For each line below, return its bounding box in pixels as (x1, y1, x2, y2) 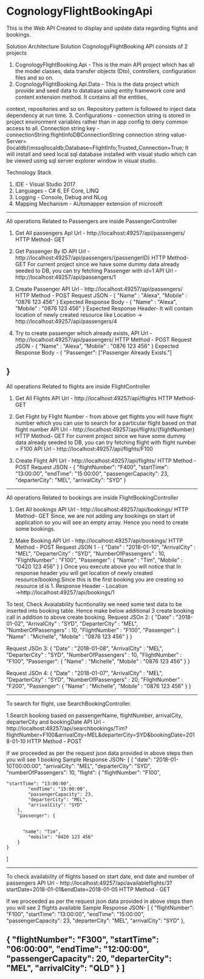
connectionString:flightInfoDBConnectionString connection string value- (6, 131, 187, 138)
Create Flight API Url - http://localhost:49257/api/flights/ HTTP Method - (15, 457, 197, 464)
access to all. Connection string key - (6, 124, 100, 132)
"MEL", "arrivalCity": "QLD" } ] (6, 963, 125, 974)
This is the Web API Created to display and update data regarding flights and (6, 24, 198, 32)
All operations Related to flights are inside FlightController (6, 383, 151, 390)
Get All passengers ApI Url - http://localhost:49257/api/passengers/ (15, 229, 185, 236)
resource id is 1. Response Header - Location (15, 582, 128, 589)
